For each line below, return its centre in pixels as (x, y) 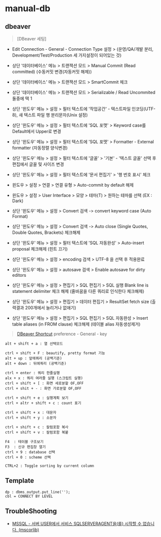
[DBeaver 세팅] (32, 39)
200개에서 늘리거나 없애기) (51, 308)
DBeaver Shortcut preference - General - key (62, 334)
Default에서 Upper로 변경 (37, 131)
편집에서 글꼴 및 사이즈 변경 (38, 164)
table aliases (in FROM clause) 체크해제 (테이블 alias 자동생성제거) (76, 324)
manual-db (28, 9)
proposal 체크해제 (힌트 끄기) (40, 249)
